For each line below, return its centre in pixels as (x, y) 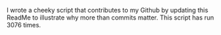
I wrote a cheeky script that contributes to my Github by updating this (108, 10)
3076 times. (24, 25)
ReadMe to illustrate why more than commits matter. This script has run (110, 17)
